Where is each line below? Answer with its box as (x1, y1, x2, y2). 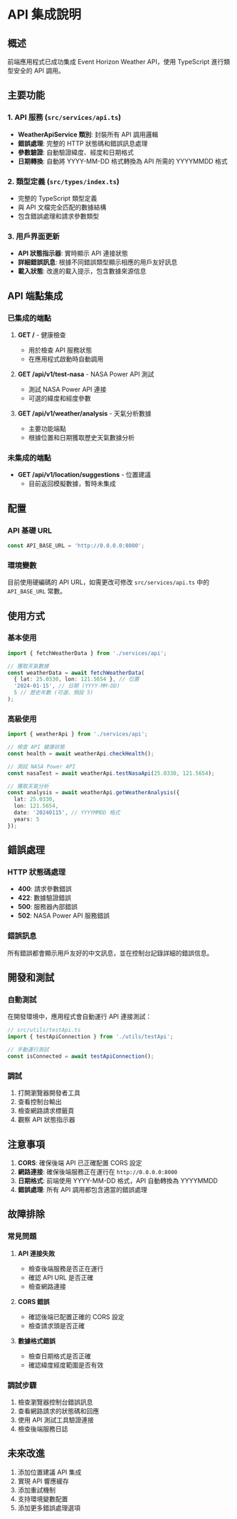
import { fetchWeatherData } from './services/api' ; (7, 649, 167, 657)
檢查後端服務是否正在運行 (28, 1264, 104, 1273)
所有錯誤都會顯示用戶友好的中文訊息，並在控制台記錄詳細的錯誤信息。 (7, 948, 214, 957)
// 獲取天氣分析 (7, 783, 49, 790)
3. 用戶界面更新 (7, 231, 60, 241)
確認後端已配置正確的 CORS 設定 (28, 1312, 125, 1321)
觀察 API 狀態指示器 (17, 1116, 76, 1124)
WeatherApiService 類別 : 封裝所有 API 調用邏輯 (17, 130, 159, 139)
